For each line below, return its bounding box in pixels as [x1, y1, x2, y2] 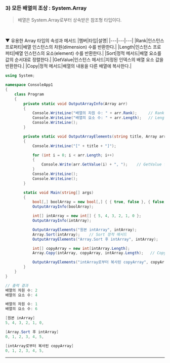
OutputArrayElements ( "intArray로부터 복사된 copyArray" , [32, 260, 149, 265]
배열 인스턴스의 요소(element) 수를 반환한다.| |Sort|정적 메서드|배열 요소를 [15, 50, 162, 56]
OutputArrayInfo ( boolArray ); [32, 204, 94, 209]
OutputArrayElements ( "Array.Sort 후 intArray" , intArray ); [32, 237, 158, 242]
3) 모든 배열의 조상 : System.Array [5, 4, 87, 11]
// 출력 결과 [5, 283, 29, 288]
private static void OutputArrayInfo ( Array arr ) [23, 101, 128, 106]
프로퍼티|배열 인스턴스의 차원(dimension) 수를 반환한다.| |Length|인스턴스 [5, 44, 152, 50]
